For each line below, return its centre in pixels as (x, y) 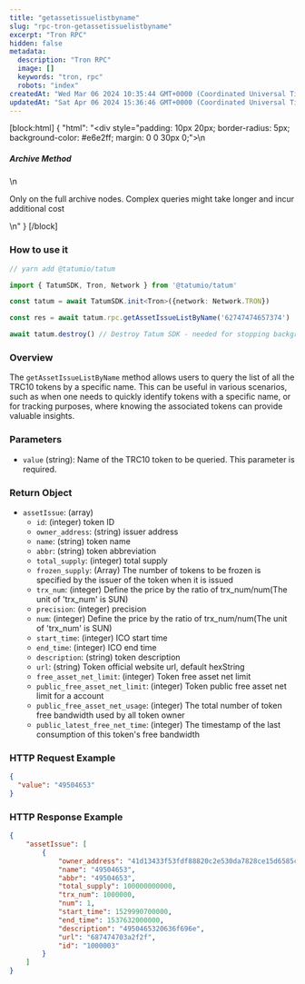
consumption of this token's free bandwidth (118, 734)
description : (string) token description (108, 657)
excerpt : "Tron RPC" (49, 35)
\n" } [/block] (34, 226)
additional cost (37, 209)
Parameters (35, 440)
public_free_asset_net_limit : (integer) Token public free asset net (162, 686)
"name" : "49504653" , (97, 870)
